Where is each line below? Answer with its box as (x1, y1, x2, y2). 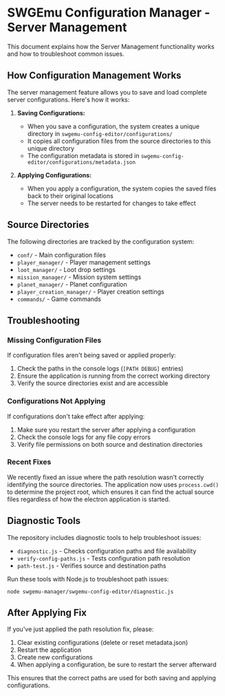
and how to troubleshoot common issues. (7, 50, 125, 58)
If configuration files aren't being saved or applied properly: (7, 351, 177, 360)
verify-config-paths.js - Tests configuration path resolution (17, 554, 191, 562)
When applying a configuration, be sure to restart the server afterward (17, 661, 217, 669)
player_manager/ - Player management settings (17, 258, 151, 267)
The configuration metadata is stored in (27, 151, 140, 159)
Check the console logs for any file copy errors (17, 433, 151, 441)
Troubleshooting (7, 314, 81, 326)
